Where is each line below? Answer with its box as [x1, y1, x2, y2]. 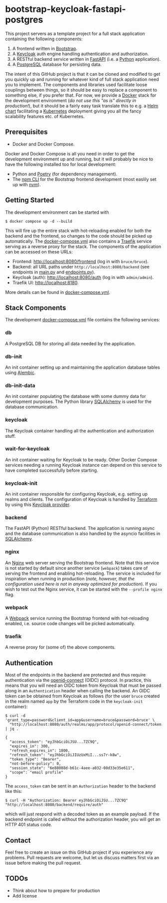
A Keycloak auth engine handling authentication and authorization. [12, 51, 149, 57]
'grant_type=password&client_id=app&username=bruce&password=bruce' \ [5, 718, 155, 723]
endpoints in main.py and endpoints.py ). [12, 269, 96, 275]
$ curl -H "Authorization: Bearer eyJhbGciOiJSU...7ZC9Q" [5, 798, 128, 803]
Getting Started [5, 196, 54, 205]
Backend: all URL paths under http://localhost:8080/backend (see [12, 263, 150, 269]
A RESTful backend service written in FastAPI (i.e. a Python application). [12, 56, 161, 62]
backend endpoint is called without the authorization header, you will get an [5, 816, 161, 822]
